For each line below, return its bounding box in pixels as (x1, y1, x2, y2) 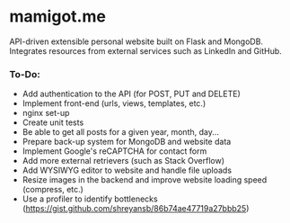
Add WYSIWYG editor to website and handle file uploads (22, 165, 232, 176)
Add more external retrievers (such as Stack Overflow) (22, 156, 224, 166)
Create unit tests (22, 117, 84, 128)
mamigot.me (9, 6, 106, 27)
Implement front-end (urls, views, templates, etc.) (22, 98, 207, 109)
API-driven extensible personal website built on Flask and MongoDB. (9, 36, 263, 47)
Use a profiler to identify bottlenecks (22, 193, 159, 204)
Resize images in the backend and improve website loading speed (22, 174, 268, 185)
